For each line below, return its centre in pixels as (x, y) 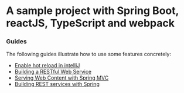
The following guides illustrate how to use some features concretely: (89, 54)
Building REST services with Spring (57, 84)
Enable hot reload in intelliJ (47, 66)
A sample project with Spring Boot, (92, 11)
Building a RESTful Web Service (53, 72)
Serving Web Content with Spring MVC (62, 78)
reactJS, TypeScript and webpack (90, 23)
